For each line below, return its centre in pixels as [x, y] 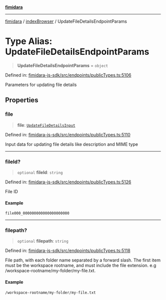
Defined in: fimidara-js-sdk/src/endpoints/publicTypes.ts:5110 [68, 134]
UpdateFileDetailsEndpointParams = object [62, 65]
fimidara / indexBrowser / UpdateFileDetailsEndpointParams [66, 21]
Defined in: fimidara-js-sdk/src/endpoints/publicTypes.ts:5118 [68, 251]
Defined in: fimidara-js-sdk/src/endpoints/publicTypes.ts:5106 [68, 75]
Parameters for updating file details [41, 85]
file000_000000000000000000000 [37, 214]
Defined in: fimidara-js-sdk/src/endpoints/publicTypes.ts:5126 [68, 182]
